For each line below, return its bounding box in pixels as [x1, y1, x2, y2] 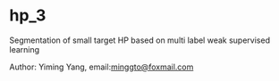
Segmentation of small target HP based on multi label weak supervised [9, 35, 271, 45]
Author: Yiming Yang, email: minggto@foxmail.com [9, 61, 194, 72]
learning [9, 44, 40, 54]
